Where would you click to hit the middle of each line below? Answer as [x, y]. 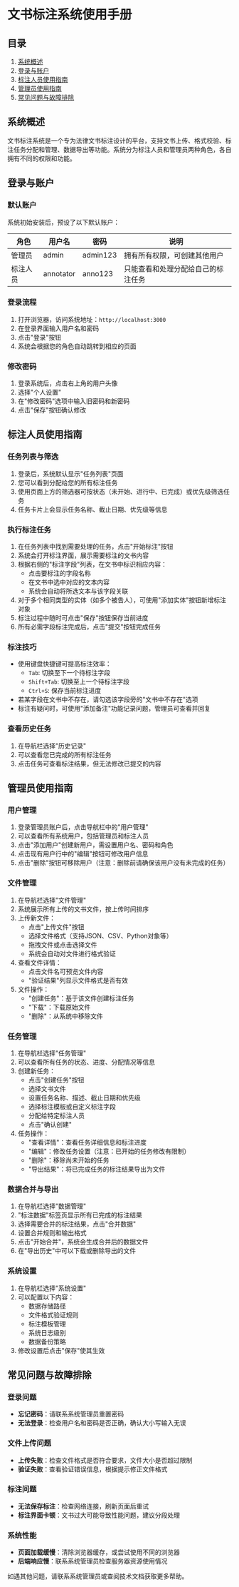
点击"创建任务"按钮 [56, 1080]
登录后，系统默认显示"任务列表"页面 [70, 473]
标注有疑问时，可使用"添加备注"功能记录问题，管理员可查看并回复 [114, 709]
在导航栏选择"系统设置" [52, 1288]
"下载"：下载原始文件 [59, 1007]
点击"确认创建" [50, 1124]
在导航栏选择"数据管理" [52, 1206]
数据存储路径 [47, 1306]
